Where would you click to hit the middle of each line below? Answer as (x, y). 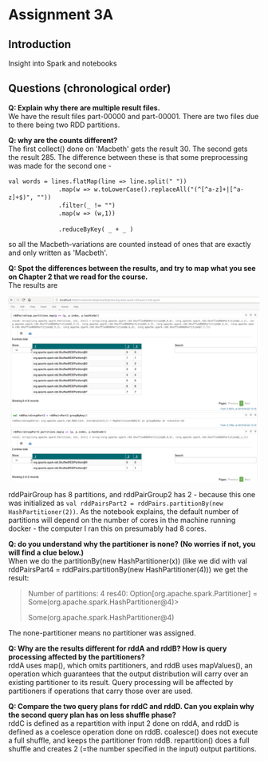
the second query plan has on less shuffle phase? (93, 715)
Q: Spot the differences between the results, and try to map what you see (132, 268)
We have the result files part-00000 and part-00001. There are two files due (134, 116)
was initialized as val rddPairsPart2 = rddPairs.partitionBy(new (116, 503)
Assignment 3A (61, 15)
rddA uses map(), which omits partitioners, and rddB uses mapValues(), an (130, 665)
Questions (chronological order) (90, 88)
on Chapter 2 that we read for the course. (78, 277)
